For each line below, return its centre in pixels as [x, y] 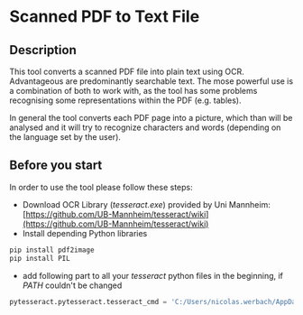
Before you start [56, 166]
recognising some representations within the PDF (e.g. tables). [125, 100]
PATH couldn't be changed [72, 285]
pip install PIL [40, 258]
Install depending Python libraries [85, 233]
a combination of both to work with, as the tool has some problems [133, 91]
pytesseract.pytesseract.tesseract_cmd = [88, 301]
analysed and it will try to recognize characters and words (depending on [145, 127]
